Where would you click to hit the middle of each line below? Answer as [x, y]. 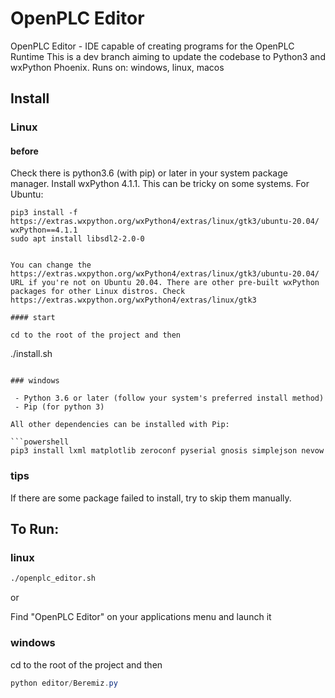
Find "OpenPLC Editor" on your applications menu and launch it [141, 617]
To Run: [35, 529]
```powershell [40, 442]
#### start [33, 318]
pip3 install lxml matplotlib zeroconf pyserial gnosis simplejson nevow [167, 451]
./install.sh [31, 354]
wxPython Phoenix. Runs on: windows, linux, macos [117, 67]
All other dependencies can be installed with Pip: [120, 425]
